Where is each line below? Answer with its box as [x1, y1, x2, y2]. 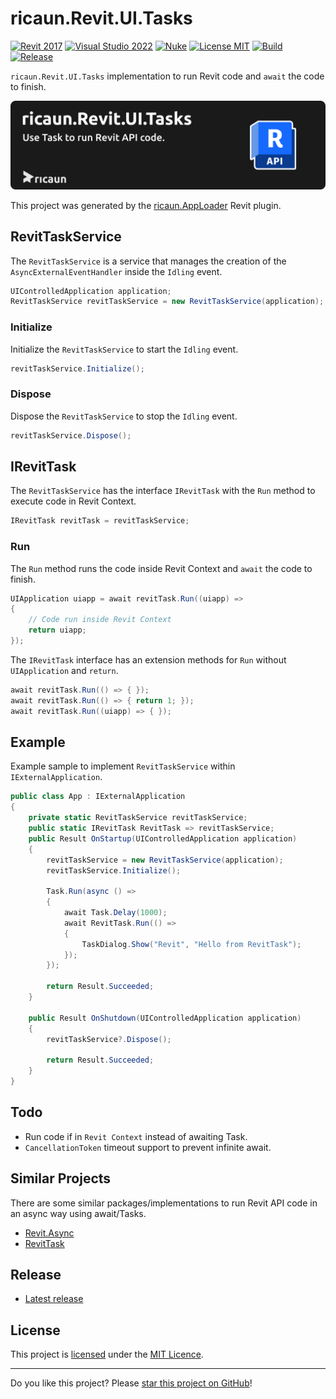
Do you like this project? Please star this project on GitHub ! [10, 1377, 253, 1389]
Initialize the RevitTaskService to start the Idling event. [10, 343, 239, 355]
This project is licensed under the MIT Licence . [10, 1348, 204, 1361]
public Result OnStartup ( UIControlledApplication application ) [28, 833, 298, 844]
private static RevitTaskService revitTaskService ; [28, 813, 248, 823]
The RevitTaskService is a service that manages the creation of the [10, 255, 287, 267]
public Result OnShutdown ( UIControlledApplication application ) [28, 1013, 302, 1023]
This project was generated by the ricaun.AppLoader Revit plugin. [10, 199, 282, 211]
